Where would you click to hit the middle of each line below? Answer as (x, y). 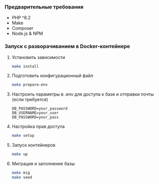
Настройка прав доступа (38, 126)
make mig (21, 173)
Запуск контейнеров (33, 145)
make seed (22, 177)
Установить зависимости (38, 57)
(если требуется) (30, 100)
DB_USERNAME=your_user (35, 113)
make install (25, 66)
